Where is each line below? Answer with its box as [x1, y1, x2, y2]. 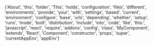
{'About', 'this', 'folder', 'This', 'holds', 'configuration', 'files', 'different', [4, 4, 147, 10]
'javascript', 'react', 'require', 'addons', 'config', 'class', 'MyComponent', [4, 25, 150, 31]
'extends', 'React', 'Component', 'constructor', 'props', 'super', [4, 30, 130, 36]
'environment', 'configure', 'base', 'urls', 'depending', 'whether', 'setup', [4, 15, 149, 20]
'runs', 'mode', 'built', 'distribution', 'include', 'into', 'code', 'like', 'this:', [4, 20, 146, 25]
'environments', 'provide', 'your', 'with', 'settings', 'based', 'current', [4, 9, 141, 15]
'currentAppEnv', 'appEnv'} [4, 35, 60, 41]
